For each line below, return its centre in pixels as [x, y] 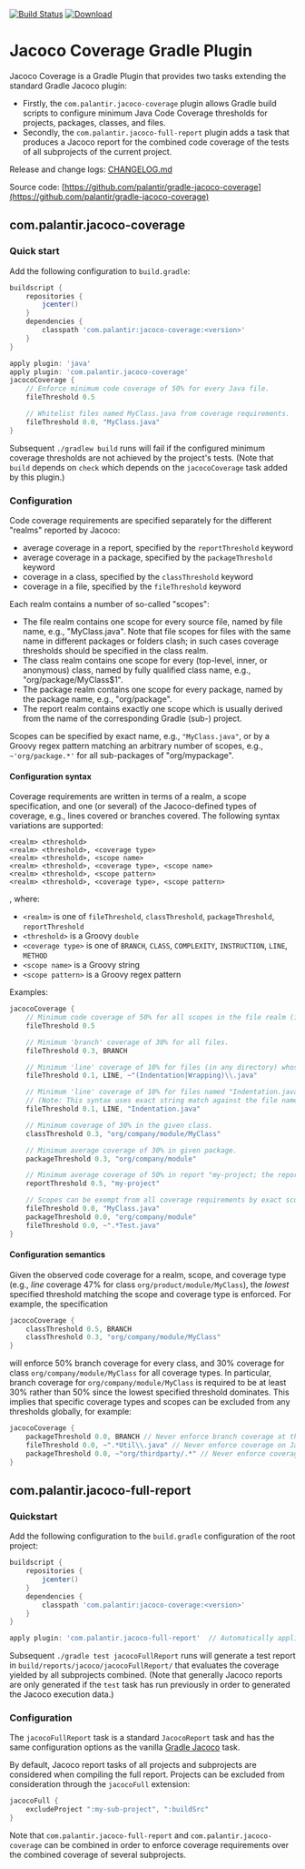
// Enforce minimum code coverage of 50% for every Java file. [148, 389]
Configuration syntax [51, 776]
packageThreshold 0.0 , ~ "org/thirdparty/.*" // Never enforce [146, 1453]
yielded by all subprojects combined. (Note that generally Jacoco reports [146, 1675]
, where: [25, 899]
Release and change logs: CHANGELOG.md [91, 169]
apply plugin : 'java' [50, 363]
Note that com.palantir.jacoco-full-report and [99, 1835]
